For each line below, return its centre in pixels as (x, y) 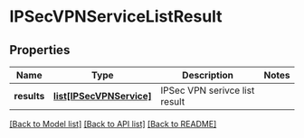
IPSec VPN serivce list (208, 90)
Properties (40, 50)
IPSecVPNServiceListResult (116, 17)
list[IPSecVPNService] (102, 96)
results (29, 96)
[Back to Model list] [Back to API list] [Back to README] (113, 124)
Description (208, 75)
